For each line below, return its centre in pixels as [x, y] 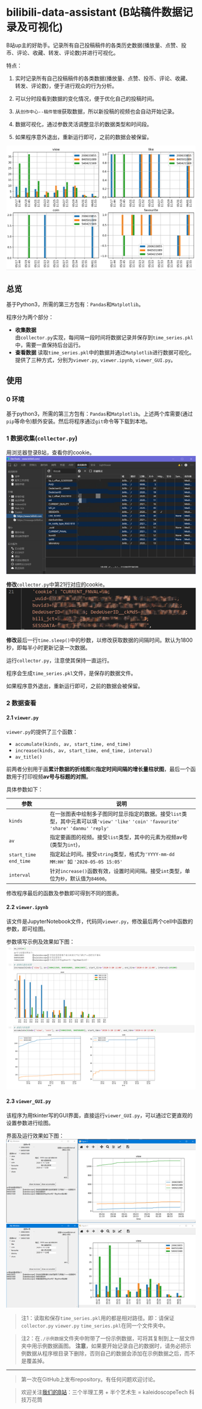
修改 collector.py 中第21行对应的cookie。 [57, 585]
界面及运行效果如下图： [35, 1135]
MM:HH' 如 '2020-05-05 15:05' [86, 862]
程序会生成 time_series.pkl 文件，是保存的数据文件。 [71, 673]
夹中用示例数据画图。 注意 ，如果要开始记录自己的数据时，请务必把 [103, 1346]
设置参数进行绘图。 [30, 1123]
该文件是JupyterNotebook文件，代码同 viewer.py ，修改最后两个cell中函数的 [100, 922]
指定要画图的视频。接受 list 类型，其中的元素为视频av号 [119, 837]
